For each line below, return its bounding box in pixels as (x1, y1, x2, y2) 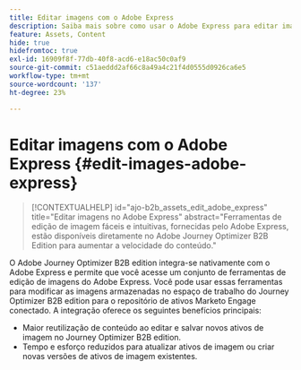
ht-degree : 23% (9, 88, 66, 97)
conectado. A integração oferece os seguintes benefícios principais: (9, 305, 262, 316)
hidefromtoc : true (9, 47, 78, 56)
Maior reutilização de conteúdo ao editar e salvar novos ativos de (21, 323, 264, 333)
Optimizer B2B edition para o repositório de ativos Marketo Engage (9, 296, 257, 306)
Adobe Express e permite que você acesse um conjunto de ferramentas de (9, 267, 287, 278)
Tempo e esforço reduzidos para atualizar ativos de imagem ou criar (21, 341, 275, 352)
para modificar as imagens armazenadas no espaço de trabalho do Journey (9, 286, 289, 297)
